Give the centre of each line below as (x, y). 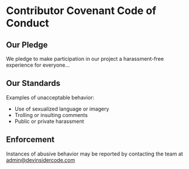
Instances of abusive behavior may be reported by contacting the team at (94, 154)
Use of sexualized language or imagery (62, 109)
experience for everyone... (38, 65)
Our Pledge (27, 45)
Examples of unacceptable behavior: (50, 97)
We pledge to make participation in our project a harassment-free (85, 59)
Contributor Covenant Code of (81, 11)
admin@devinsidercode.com (41, 160)
